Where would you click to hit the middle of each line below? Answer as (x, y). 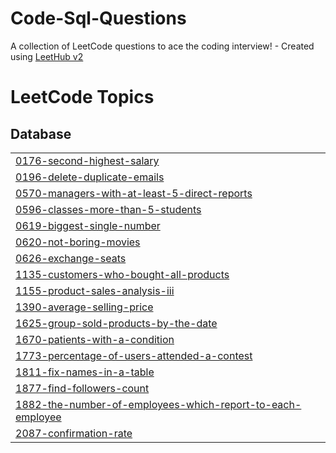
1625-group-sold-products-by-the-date (116, 323)
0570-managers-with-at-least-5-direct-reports (134, 193)
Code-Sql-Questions (98, 18)
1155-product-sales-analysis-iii (95, 290)
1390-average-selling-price (84, 307)
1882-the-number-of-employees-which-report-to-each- (158, 404)
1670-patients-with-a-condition (95, 339)
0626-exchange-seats (71, 258)
